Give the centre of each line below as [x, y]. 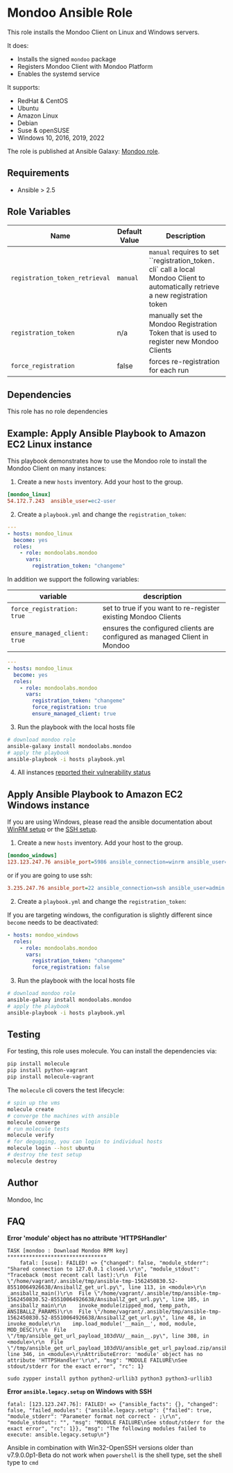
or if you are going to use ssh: [50, 875]
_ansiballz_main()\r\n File [49, 1293]
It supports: [24, 87]
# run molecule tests [38, 1129]
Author [23, 1183]
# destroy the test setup [44, 1155]
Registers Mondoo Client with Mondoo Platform [85, 66]
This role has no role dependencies [58, 411]
